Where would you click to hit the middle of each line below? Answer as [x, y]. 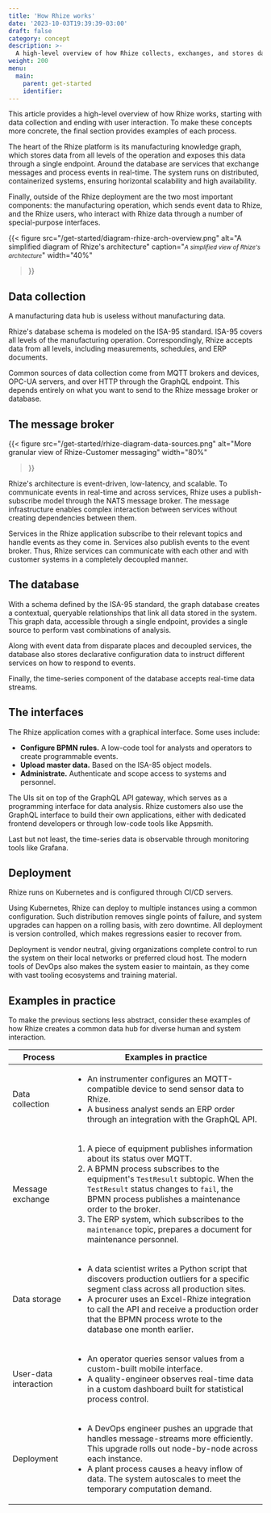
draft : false [30, 31]
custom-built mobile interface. [145, 1369]
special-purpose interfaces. [54, 222]
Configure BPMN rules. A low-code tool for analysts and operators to [136, 748]
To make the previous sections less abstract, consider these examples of [129, 1020]
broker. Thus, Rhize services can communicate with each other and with [128, 551]
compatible [108, 1089]
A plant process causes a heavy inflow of [165, 1469]
